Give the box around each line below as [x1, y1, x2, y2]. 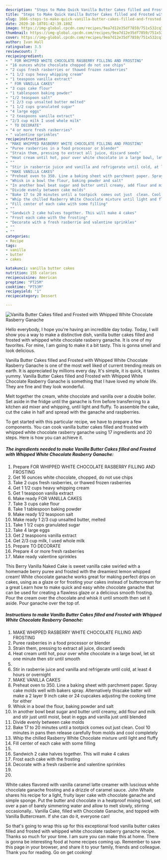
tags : [5, 243, 17, 248]
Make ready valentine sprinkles [12, 553, 77, 559]
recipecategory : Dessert [5, 294, 57, 299]
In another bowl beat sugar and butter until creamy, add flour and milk [12, 708, 156, 714]
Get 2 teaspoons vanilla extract [12, 532, 77, 538]
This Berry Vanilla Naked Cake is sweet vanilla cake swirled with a [5, 563, 141, 569]
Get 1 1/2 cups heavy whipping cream [12, 485, 90, 491]
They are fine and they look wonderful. [5, 384, 85, 389]
